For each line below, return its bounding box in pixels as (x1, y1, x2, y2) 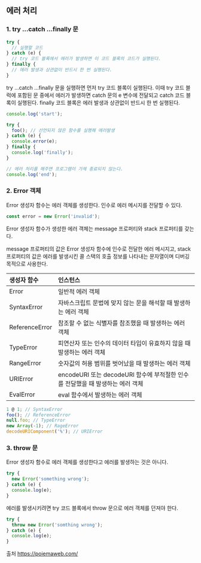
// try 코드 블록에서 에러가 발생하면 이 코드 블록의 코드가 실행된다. (11, 56, 162, 62)
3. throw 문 (6, 444, 38, 452)
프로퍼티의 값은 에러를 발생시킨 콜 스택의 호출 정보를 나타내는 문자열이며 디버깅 (6, 252, 190, 260)
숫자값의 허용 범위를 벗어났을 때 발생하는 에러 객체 (57, 359, 191, 367)
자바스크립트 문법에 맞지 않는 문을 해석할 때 (57, 299, 172, 307)
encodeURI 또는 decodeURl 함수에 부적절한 (57, 370, 176, 379)
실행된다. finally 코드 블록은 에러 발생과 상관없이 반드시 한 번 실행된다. (17, 99, 181, 106)
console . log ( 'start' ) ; (6, 111, 63, 117)
